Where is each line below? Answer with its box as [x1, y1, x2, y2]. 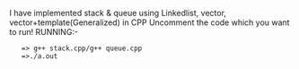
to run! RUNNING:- [9, 27, 79, 37]
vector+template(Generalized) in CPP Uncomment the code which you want [9, 17, 290, 28]
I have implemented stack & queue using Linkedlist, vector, [9, 8, 227, 18]
